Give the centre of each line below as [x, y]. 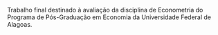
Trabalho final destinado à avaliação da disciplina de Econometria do [105, 10]
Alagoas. [20, 24]
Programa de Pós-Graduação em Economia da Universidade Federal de [109, 17]
